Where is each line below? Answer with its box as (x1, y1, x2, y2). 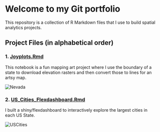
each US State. (5, 112, 35, 118)
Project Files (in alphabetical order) (5, 39, 114, 47)
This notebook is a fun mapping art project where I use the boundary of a (5, 64, 152, 70)
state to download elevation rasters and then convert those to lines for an (5, 69, 152, 75)
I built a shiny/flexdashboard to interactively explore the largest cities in (5, 107, 148, 113)
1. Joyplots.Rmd (5, 53, 44, 60)
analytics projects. (5, 24, 42, 30)
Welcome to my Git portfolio (5, 3, 121, 15)
